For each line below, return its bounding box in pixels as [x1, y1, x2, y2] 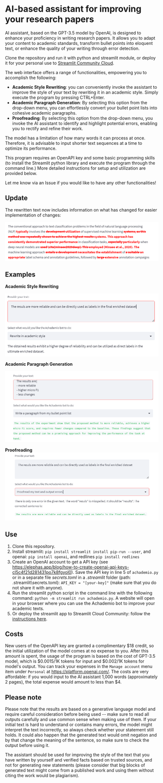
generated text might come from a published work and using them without [5, 767, 154, 773]
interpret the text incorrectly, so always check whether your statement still [5, 727, 154, 733]
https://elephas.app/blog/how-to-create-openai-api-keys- [12, 564, 129, 570]
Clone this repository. [12, 543, 55, 549]
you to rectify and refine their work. [12, 125, 84, 131]
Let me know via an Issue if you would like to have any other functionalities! [5, 179, 157, 186]
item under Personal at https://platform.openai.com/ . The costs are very [5, 669, 149, 675]
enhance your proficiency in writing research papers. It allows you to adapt [5, 35, 156, 41]
